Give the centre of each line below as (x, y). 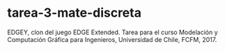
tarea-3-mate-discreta (74, 13)
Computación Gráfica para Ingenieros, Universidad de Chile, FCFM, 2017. (112, 39)
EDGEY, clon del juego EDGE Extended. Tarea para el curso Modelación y (113, 32)
